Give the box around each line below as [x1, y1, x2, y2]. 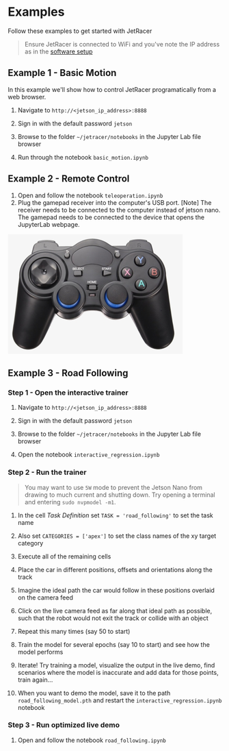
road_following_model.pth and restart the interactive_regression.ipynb [17, 696, 222, 704]
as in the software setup [24, 47, 93, 56]
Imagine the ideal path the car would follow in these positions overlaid [17, 586, 215, 594]
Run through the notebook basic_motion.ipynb [17, 153, 149, 161]
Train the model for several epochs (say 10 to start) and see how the [17, 640, 211, 648]
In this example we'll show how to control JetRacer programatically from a [8, 85, 217, 93]
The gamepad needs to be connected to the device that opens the [17, 213, 204, 221]
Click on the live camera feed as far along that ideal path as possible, [17, 606, 213, 615]
